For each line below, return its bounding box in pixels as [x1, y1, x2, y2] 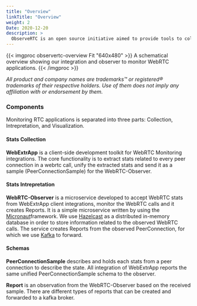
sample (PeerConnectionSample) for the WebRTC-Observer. [6, 168, 152, 175]
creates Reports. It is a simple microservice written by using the [6, 206, 160, 213]
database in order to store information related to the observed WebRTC [6, 219, 178, 226]
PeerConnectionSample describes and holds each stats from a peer [6, 257, 172, 264]
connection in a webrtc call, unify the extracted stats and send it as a [6, 161, 173, 168]
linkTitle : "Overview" [6, 14, 62, 20]
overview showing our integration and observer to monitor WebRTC [6, 58, 169, 65]
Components [6, 103, 44, 111]
